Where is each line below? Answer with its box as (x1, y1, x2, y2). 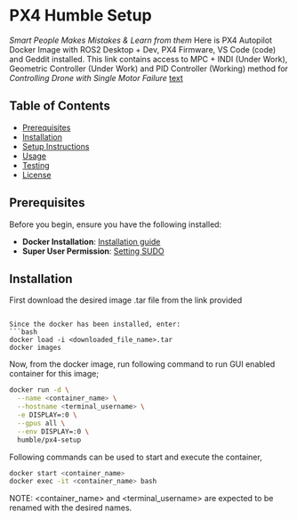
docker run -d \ (9, 386, 69, 394)
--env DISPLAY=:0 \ (17, 427, 90, 436)
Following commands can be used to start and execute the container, (9, 451, 262, 462)
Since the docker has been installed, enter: (9, 320, 181, 329)
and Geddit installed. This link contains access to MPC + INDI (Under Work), (9, 53, 288, 64)
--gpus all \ (17, 418, 66, 427)
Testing (21, 159, 51, 170)
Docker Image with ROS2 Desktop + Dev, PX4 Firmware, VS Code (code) (9, 44, 277, 54)
